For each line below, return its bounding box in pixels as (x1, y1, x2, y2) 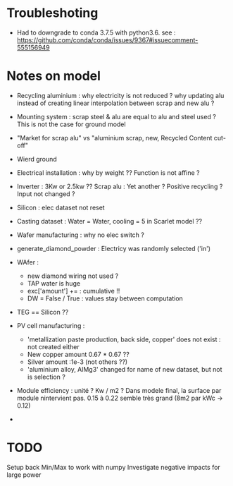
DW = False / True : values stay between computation (27, 294, 184, 303)
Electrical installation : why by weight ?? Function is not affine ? (16, 168, 200, 177)
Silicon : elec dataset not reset (16, 203, 105, 212)
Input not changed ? (16, 189, 75, 198)
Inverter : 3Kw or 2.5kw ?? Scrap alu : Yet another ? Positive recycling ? (16, 182, 223, 190)
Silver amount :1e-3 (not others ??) (27, 358, 128, 366)
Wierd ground (16, 154, 57, 163)
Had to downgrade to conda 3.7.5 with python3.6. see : (16, 28, 176, 37)
